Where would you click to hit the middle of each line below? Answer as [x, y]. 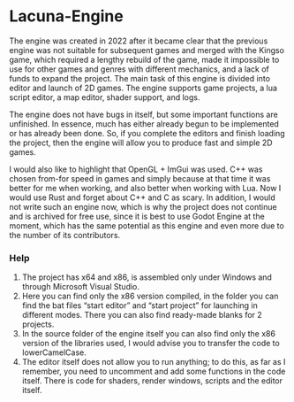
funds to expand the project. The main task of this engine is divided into [140, 78]
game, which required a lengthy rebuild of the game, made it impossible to [144, 59]
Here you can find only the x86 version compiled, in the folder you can [150, 296]
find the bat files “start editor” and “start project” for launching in [139, 305]
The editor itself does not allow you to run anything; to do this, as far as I [154, 362]
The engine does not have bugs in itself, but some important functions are [143, 114]
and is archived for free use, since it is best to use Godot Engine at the [137, 216]
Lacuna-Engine [66, 16]
